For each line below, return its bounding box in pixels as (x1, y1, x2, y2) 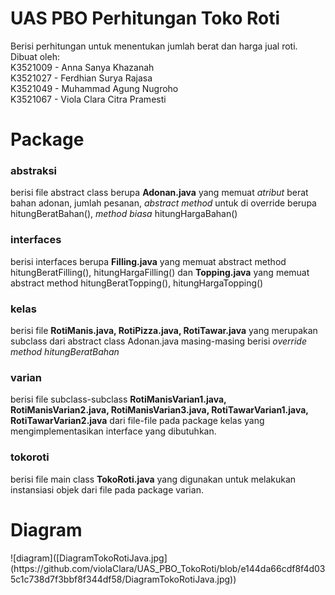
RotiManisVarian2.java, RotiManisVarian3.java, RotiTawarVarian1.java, (10, 404, 309, 416)
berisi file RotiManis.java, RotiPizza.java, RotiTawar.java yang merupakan (10, 325, 318, 337)
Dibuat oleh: (10, 50, 60, 62)
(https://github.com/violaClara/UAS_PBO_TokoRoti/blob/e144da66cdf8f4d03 (10, 562, 326, 574)
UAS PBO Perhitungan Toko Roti (10, 7, 280, 30)
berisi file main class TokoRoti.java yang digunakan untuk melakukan (10, 473, 297, 485)
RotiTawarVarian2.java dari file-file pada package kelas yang (10, 415, 265, 427)
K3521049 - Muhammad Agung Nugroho (10, 82, 179, 94)
